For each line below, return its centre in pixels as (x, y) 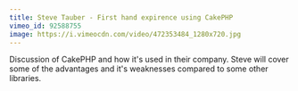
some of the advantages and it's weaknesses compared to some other (139, 69)
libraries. (25, 79)
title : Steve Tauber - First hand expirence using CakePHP (121, 17)
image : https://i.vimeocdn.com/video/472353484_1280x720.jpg (125, 34)
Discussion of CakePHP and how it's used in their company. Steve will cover (149, 60)
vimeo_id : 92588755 (46, 26)
